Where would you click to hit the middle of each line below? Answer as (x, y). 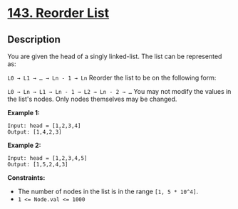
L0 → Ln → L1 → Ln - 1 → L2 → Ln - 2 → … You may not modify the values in (119, 91)
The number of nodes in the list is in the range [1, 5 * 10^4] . (108, 191)
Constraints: (26, 178)
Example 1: (24, 113)
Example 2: (24, 145)
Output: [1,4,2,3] (35, 132)
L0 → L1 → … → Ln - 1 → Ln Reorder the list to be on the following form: (112, 77)
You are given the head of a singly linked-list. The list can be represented (115, 56)
